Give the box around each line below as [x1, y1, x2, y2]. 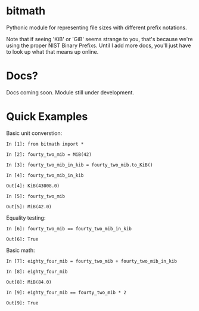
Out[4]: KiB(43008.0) [6, 183, 60, 189]
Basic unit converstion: [6, 130, 63, 137]
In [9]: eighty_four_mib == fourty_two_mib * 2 [6, 290, 127, 295]
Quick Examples [6, 110, 88, 124]
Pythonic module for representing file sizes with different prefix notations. [6, 24, 187, 31]
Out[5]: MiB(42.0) [6, 204, 52, 210]
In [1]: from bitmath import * [6, 141, 84, 147]
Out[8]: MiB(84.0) [6, 279, 52, 285]
